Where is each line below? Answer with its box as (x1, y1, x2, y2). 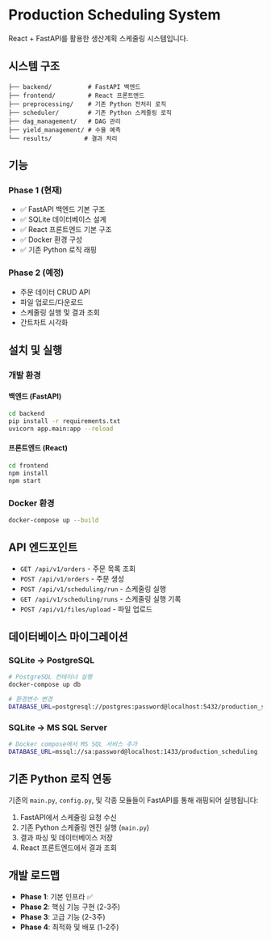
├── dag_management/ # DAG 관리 (8, 117, 121, 125)
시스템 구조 (8, 59, 60, 74)
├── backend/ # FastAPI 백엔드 (8, 82, 141, 91)
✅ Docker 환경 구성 (19, 235, 83, 244)
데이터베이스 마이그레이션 (8, 630, 128, 644)
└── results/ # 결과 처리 (8, 134, 118, 142)
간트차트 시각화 (19, 317, 69, 327)
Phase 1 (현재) (8, 184, 63, 196)
